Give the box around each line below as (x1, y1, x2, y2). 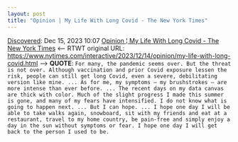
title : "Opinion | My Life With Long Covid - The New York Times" (7, 17, 208, 24)
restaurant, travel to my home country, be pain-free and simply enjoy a (7, 116, 231, 123)
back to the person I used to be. (7, 128, 110, 135)
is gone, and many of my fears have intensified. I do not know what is (7, 97, 227, 105)
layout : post (7, 10, 46, 18)
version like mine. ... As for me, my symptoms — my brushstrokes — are (7, 78, 227, 85)
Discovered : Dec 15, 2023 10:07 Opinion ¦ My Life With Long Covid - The (7, 36, 220, 45)
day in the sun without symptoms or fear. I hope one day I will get (7, 122, 218, 129)
